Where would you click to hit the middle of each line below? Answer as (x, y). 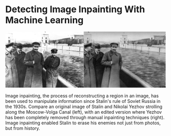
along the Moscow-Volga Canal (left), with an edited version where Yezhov (83, 112)
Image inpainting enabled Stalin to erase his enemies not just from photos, (83, 123)
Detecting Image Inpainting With (75, 9)
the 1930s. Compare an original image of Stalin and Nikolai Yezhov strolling (84, 106)
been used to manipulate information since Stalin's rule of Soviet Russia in (83, 101)
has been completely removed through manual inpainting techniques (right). (85, 117)
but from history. (23, 128)
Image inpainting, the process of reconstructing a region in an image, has (82, 96)
